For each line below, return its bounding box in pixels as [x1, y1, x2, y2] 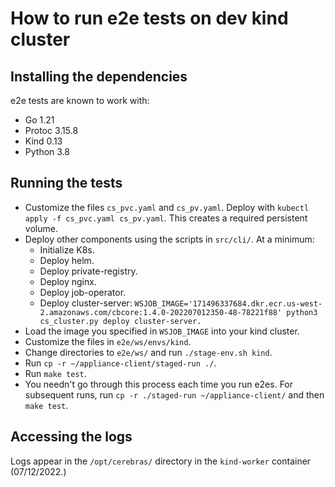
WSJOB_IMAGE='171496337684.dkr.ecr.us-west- [134, 298, 323, 309]
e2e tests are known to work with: [10, 95, 150, 106]
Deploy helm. [39, 254, 95, 266]
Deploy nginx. [39, 275, 97, 287]
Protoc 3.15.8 [24, 125, 79, 136]
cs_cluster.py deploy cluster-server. [39, 316, 202, 326]
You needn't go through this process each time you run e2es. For [24, 378, 294, 390]
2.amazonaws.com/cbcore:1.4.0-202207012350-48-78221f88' [39, 307, 283, 317]
